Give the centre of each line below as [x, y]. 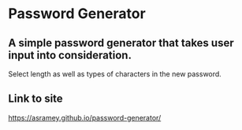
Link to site [35, 99]
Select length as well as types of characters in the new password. [115, 74]
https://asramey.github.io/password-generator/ [85, 117]
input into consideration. [70, 55]
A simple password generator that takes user [121, 43]
